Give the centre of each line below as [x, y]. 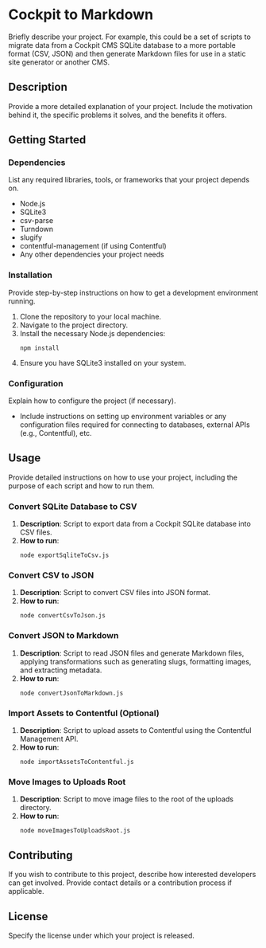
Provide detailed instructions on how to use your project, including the [123, 477]
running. [22, 301]
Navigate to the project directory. [74, 325]
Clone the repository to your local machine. [90, 316]
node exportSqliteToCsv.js [64, 555]
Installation [31, 275]
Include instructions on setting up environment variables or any [123, 417]
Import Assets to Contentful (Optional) [84, 713]
